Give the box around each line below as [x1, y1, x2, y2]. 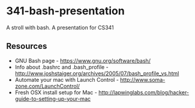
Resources [6, 41, 47, 51]
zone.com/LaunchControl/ [14, 82, 80, 90]
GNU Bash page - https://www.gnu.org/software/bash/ [14, 57, 151, 64]
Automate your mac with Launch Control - [14, 76, 119, 83]
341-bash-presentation [6, 4, 125, 18]
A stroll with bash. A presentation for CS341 [6, 24, 114, 31]
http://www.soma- [119, 76, 166, 83]
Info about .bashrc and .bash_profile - [14, 63, 109, 70]
